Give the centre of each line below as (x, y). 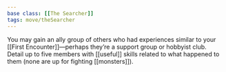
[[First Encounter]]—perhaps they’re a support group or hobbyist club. (107, 47)
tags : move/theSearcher (41, 20)
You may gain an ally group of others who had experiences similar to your (112, 39)
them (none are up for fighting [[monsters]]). (70, 61)
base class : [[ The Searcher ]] (51, 13)
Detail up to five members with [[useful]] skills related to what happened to (113, 54)
